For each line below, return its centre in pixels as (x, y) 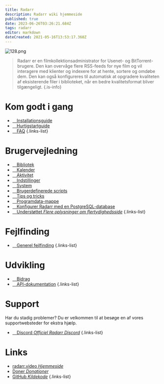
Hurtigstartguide (33, 126)
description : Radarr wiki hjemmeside (44, 14)
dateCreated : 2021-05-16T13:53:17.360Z (46, 37)
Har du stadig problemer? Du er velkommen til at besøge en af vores (74, 317)
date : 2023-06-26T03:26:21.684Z (38, 23)
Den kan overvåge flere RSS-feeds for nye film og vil (89, 66)
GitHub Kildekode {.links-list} (41, 376)
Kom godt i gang (39, 107)
